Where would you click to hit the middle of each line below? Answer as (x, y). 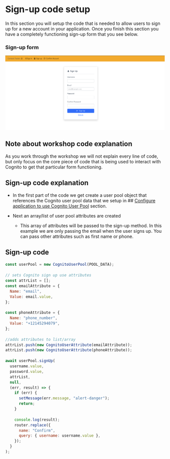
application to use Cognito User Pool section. (60, 206)
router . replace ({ (33, 425)
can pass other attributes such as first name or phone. (77, 236)
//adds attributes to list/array (40, 339)
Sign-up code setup (48, 9)
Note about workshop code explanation (69, 144)
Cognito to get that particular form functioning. (54, 167)
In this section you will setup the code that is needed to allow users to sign (83, 23)
